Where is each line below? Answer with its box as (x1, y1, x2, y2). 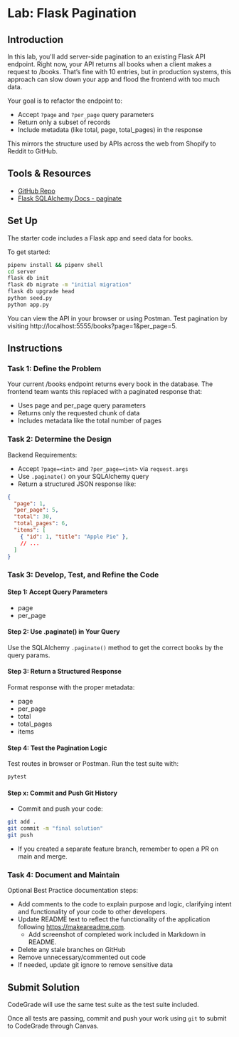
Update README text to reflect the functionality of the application (17, 915, 211, 924)
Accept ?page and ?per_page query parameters (17, 111, 154, 118)
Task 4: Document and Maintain (7, 869, 119, 879)
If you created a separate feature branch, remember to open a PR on (17, 844, 219, 853)
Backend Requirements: (7, 450, 78, 459)
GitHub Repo (17, 186, 55, 195)
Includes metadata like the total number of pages (17, 416, 162, 425)
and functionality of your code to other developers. (17, 908, 167, 916)
